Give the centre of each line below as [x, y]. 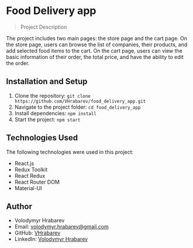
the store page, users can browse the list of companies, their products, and [97, 44]
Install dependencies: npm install [55, 113]
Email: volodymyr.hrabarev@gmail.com [62, 227]
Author [19, 206]
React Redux [30, 175]
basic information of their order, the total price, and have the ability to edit [95, 57]
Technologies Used [42, 138]
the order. [18, 63]
